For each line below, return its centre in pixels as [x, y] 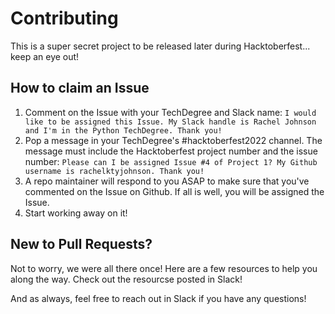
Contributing [64, 18]
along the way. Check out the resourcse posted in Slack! [126, 279]
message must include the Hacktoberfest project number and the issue [171, 151]
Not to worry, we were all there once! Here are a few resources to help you [164, 268]
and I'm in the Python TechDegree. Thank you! [123, 130]
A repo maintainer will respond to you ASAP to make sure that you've [167, 181]
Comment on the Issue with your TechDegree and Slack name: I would [170, 112]
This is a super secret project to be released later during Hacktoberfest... [160, 46]
